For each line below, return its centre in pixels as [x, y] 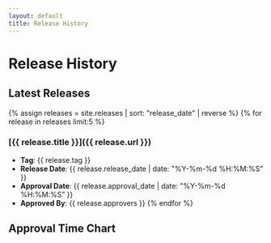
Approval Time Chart [62, 229]
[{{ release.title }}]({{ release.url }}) [80, 143]
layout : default [36, 16]
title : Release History [49, 23]
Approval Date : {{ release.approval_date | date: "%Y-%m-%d [123, 185]
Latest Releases [49, 94]
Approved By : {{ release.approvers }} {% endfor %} [107, 202]
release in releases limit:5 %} [57, 122]
